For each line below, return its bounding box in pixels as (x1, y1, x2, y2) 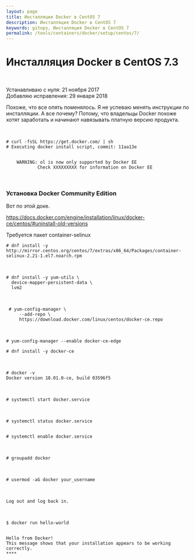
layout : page (6, 8, 38, 15)
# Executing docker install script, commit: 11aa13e (6, 144, 137, 150)
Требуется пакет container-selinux (6, 232, 91, 239)
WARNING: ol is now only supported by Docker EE (16, 159, 137, 166)
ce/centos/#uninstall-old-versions (6, 220, 88, 227)
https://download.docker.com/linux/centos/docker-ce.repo (19, 317, 163, 322)
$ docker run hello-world (6, 520, 69, 526)
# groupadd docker (6, 455, 51, 461)
